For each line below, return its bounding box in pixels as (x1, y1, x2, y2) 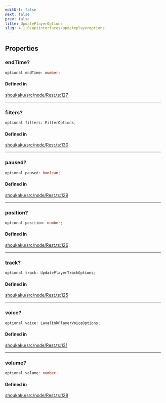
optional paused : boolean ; (5, 170, 61, 175)
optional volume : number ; (5, 371, 58, 376)
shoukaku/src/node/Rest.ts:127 (5, 92, 68, 98)
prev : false (5, 16, 30, 21)
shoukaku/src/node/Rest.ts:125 (5, 292, 68, 298)
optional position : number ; (5, 220, 63, 225)
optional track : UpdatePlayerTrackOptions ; (5, 270, 96, 275)
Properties (5, 44, 39, 53)
